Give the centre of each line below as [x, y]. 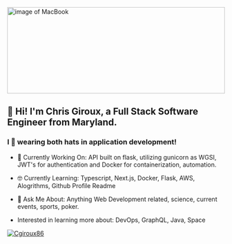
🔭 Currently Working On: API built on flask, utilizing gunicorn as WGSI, [117, 157]
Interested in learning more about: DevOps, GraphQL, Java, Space [111, 220]
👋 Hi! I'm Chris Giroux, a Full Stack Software [103, 112]
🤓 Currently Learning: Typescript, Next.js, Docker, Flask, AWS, [106, 178]
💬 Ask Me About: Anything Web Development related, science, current [117, 199]
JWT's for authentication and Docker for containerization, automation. [117, 165]
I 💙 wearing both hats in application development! [92, 142]
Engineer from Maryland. [62, 123]
